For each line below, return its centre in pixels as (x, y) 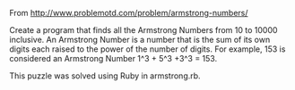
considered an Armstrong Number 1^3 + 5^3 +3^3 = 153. (113, 58)
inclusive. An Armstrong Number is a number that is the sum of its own (140, 40)
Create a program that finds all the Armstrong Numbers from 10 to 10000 (143, 30)
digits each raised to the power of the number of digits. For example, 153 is (147, 49)
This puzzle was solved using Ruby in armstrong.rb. (105, 76)
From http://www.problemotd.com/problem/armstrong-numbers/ (129, 13)
